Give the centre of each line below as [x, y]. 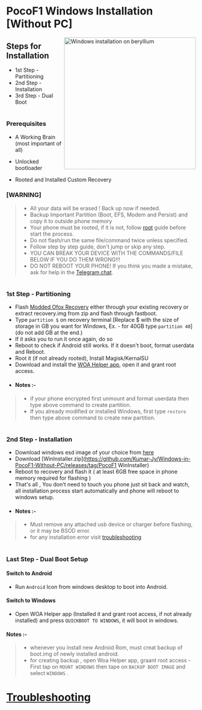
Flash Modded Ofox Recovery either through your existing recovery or [102, 307]
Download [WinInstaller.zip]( [50, 459]
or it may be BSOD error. [60, 531]
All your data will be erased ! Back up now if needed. [95, 208]
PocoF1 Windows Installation [80, 11]
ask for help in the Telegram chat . [72, 272]
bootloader [29, 168]
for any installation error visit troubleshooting [86, 537]
